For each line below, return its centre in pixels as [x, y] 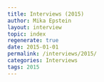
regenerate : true [33, 41]
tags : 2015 [24, 67]
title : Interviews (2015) [46, 14]
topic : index [27, 34]
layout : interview [35, 27]
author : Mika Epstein [40, 21]
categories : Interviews [43, 61]
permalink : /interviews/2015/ [52, 54]
